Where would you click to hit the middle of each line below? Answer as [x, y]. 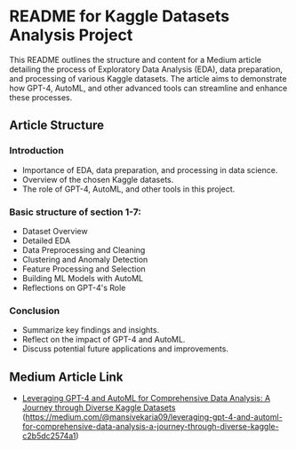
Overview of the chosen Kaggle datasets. [98, 179]
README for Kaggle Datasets [119, 16]
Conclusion [35, 311]
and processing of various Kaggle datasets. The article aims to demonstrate [148, 78]
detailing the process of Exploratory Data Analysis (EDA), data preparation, [146, 69]
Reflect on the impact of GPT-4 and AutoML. [104, 340]
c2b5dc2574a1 [49, 436]
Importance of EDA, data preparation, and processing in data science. [150, 169]
